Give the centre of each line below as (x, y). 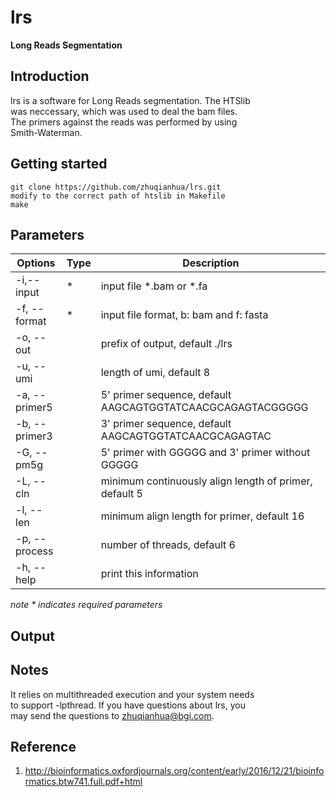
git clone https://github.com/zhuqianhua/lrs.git (116, 187)
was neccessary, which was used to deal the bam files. (124, 111)
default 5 (121, 494)
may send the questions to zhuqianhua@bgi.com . (112, 715)
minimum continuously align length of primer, (206, 481)
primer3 (34, 436)
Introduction (50, 76)
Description (211, 263)
